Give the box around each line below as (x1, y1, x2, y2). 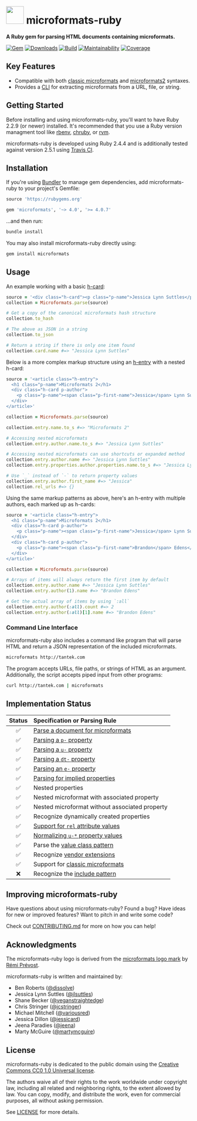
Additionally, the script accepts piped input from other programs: (6, 671, 163, 678)
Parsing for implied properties (33, 774, 116, 782)
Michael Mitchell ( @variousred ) (14, 1009, 91, 1016)
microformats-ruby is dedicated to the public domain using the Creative (6, 1060, 179, 1068)
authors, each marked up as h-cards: (6, 500, 96, 508)
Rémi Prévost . (6, 962, 40, 969)
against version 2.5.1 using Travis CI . (6, 146, 94, 153)
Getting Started (6, 101, 64, 111)
